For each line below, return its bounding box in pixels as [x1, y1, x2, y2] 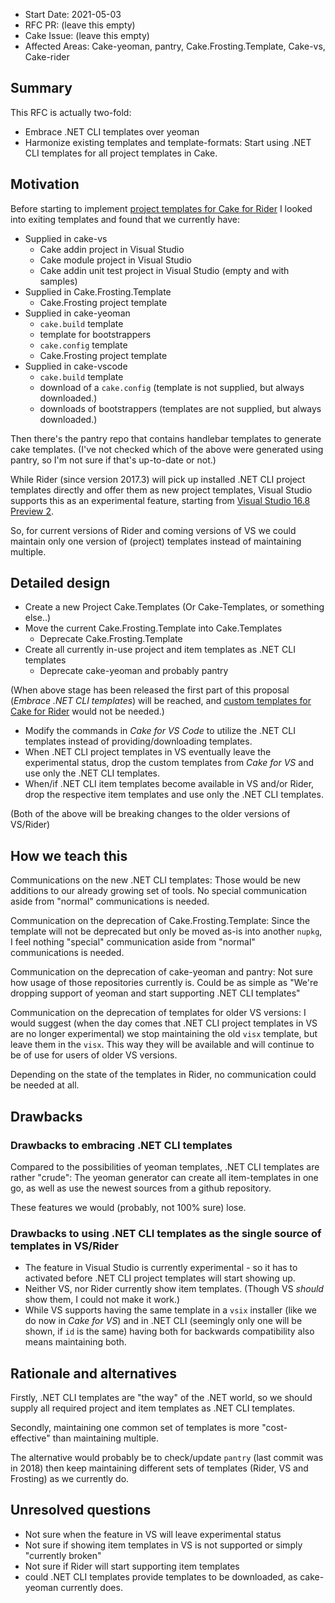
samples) [39, 275, 78, 287]
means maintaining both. [24, 1336, 127, 1348]
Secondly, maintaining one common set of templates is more [10, 1422, 260, 1434]
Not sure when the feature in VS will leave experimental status [24, 1528, 282, 1540]
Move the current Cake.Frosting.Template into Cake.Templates [24, 622, 283, 634]
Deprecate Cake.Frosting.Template [39, 633, 183, 645]
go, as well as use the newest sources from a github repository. [10, 1182, 272, 1194]
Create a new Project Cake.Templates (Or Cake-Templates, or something [24, 601, 325, 613]
